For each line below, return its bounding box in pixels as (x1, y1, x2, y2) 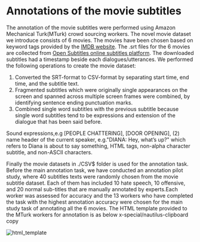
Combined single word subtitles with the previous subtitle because (14, 105, 179, 112)
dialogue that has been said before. (14, 118, 103, 125)
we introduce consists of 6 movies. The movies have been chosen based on (6, 36, 193, 44)
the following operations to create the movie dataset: (6, 62, 136, 69)
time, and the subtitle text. (14, 79, 79, 87)
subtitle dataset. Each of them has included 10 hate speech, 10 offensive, (6, 179, 186, 186)
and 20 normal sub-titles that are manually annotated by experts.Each (6, 185, 178, 192)
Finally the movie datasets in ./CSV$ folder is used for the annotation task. (6, 160, 189, 167)
